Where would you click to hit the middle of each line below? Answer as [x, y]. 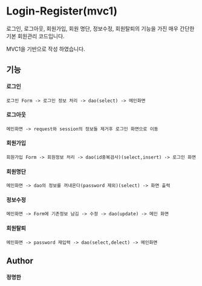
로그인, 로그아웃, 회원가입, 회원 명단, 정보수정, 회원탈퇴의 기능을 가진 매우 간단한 [100, 28]
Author [20, 261]
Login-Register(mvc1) [62, 11]
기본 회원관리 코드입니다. [35, 36]
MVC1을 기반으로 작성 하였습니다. [46, 49]
